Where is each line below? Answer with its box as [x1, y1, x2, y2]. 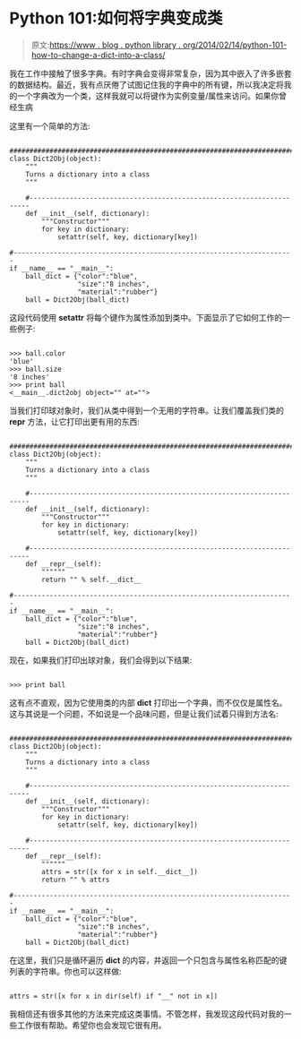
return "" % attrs [41, 875, 110, 884]
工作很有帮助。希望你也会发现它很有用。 [16, 1019, 167, 1030]
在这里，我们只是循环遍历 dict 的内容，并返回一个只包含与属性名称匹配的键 [9, 955, 288, 966]
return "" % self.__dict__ [41, 575, 142, 584]
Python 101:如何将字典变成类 [9, 8, 223, 29]
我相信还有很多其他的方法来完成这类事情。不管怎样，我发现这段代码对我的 [9, 1009, 284, 1019]
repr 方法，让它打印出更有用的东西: [9, 416, 141, 426]
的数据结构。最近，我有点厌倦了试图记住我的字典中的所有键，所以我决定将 [9, 79, 284, 90]
